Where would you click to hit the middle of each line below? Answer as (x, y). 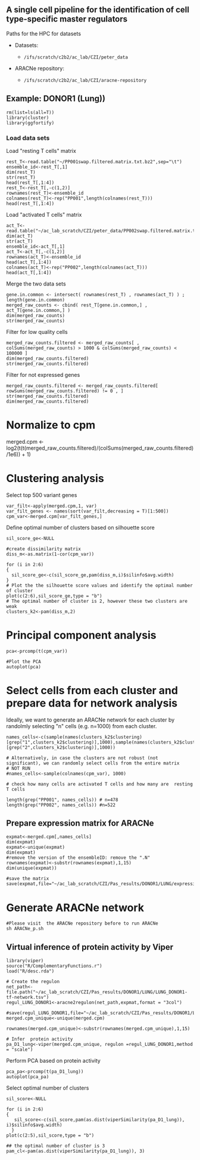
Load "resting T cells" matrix (41, 151)
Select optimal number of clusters (48, 1088)
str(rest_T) (21, 177)
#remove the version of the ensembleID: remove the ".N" (78, 858)
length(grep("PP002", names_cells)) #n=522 (61, 805)
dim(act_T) (20, 236)
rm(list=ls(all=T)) (30, 112)
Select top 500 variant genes (42, 495)
